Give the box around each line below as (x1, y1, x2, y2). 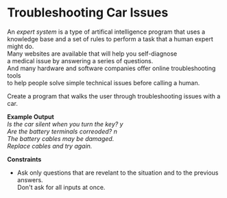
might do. (7, 42, 34, 50)
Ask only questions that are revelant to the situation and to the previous (16, 168, 219, 177)
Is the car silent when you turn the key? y (7, 120, 123, 128)
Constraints (7, 155, 42, 163)
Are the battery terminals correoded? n (7, 127, 118, 135)
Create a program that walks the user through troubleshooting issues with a (7, 91, 221, 100)
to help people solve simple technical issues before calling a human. (7, 78, 200, 87)
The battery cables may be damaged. (7, 134, 115, 142)
